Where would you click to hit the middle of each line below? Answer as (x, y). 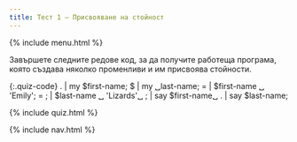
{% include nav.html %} (52, 130)
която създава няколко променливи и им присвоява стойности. (130, 69)
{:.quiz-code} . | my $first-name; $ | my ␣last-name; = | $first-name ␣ (137, 86)
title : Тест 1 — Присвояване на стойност (87, 17)
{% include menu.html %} (56, 42)
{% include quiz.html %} (54, 112)
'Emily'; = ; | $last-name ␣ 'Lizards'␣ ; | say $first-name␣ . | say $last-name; (149, 95)
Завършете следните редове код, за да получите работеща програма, (143, 59)
